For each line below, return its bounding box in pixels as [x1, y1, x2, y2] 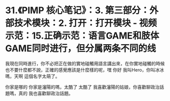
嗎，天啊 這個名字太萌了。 [5, 73, 60, 79]
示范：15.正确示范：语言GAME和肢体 [5, 30, 159, 42]
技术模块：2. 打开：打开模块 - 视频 [14, 17, 157, 29]
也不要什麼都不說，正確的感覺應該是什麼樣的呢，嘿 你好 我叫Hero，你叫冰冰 [5, 66, 164, 73]
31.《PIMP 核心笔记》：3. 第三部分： [5, 5, 150, 16]
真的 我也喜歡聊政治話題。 [18, 90, 73, 96]
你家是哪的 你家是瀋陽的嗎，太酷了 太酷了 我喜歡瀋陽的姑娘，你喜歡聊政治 [5, 84, 160, 90]
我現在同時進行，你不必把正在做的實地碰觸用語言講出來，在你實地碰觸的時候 [5, 60, 165, 66]
